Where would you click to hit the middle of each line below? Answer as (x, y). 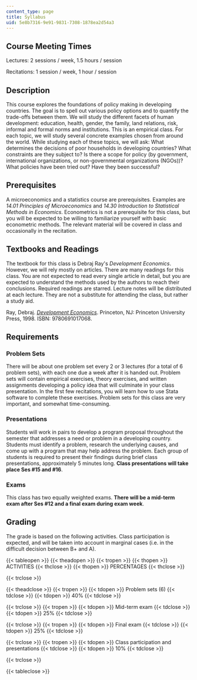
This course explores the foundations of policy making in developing (89, 104)
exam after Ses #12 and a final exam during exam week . (75, 504)
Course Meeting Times (49, 46)
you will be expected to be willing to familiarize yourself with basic (86, 218)
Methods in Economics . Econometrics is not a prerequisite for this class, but (98, 212)
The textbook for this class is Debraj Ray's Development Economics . (89, 263)
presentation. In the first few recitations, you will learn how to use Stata (92, 391)
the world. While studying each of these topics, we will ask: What (85, 142)
